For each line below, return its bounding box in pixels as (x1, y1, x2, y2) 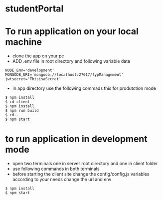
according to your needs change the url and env (12, 177, 112, 183)
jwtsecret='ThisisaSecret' (5, 77, 61, 82)
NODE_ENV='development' (5, 68, 55, 73)
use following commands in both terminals (12, 166, 100, 172)
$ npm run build (5, 108, 39, 113)
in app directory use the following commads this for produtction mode (12, 85, 156, 91)
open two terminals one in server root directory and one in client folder (12, 161, 158, 167)
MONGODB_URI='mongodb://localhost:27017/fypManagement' (5, 72, 124, 77)
